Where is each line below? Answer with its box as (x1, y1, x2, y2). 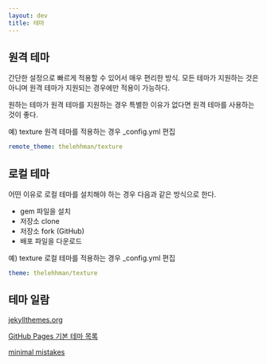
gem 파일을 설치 (19, 206, 72, 216)
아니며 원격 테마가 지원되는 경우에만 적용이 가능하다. (8, 83, 170, 92)
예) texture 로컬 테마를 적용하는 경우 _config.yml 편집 (8, 253, 176, 263)
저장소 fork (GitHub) (19, 226, 85, 236)
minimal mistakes (8, 347, 65, 357)
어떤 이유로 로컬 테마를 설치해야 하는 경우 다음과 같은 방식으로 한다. (8, 190, 217, 199)
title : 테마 (8, 19, 45, 27)
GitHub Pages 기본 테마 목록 (8, 331, 98, 341)
